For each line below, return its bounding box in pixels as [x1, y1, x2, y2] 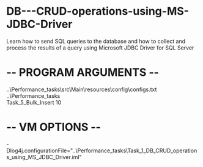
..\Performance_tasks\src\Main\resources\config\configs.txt [6, 86, 157, 93]
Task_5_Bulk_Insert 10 [6, 98, 62, 106]
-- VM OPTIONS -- [6, 121, 101, 134]
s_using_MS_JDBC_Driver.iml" [6, 153, 82, 160]
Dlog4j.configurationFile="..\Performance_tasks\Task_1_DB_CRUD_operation [6, 147, 197, 154]
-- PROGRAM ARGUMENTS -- [6, 65, 159, 80]
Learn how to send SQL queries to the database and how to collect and [6, 37, 186, 45]
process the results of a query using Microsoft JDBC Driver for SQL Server [6, 44, 194, 51]
